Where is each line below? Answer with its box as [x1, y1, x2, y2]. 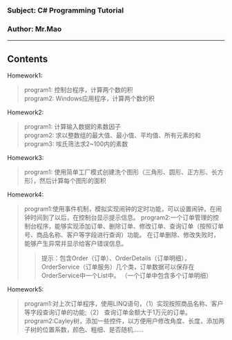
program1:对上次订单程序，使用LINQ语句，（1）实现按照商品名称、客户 [23, 300, 224, 308]
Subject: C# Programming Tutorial [7, 6, 124, 15]
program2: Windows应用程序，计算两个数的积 [23, 94, 155, 102]
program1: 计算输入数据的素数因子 [23, 123, 121, 131]
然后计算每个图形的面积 [39, 177, 106, 185]
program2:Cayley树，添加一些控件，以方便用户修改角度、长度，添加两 [23, 317, 225, 325]
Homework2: [7, 108, 44, 116]
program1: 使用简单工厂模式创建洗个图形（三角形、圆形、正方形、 [23, 168, 212, 177]
